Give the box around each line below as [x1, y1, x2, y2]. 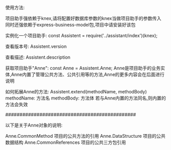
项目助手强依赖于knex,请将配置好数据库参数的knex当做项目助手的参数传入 [5, 15, 161, 21]
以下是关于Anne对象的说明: [5, 122, 63, 128]
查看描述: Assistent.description [5, 54, 71, 60]
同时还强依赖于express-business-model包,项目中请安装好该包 [5, 22, 136, 28]
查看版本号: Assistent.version [5, 43, 67, 49]
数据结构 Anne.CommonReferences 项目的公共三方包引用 [5, 139, 126, 145]
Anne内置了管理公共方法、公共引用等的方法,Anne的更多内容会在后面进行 [11, 71, 165, 78]
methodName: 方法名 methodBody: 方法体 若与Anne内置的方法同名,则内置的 [5, 95, 166, 101]
